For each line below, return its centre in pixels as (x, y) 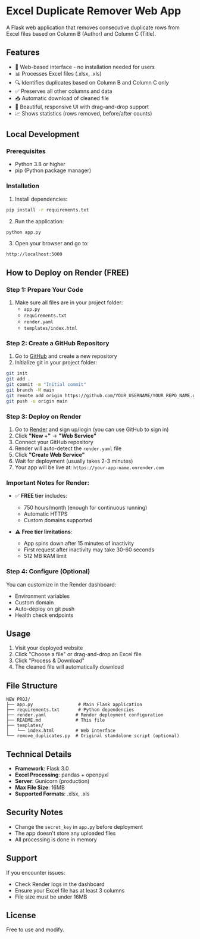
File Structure (32, 686)
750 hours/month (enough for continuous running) (85, 508)
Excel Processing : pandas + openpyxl (62, 775)
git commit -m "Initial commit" (46, 385)
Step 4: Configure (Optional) (48, 572)
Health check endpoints (44, 615)
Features (23, 53)
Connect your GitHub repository (54, 442)
